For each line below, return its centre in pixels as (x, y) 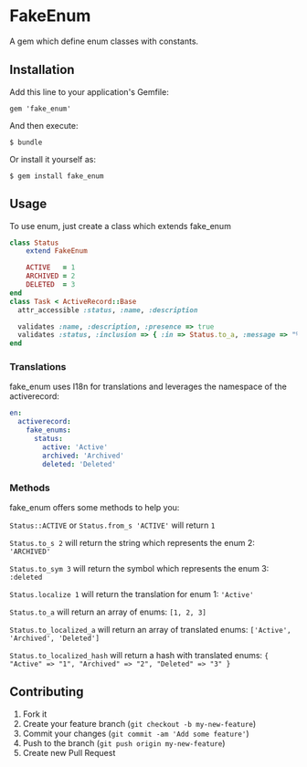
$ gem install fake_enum (57, 176)
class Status (34, 243)
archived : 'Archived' (84, 456)
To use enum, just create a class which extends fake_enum (120, 226)
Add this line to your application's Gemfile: (89, 91)
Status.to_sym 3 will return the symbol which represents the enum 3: (139, 568)
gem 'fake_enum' (40, 109)
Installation (42, 70)
